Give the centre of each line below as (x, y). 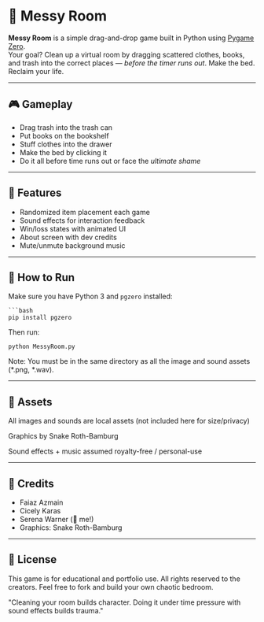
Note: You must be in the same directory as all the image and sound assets (129, 361)
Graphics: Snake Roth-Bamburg (71, 528)
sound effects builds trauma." (56, 610)
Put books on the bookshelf (64, 135)
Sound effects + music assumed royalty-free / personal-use (105, 451)
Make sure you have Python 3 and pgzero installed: (90, 296)
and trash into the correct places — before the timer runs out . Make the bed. (132, 63)
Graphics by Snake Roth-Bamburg (64, 436)
